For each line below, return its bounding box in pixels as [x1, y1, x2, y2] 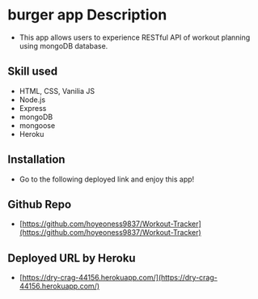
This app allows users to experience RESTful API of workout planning [19, 32, 251, 42]
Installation [7, 152, 66, 167]
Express [19, 103, 47, 113]
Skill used [7, 65, 58, 79]
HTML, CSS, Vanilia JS [19, 86, 95, 96]
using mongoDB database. [19, 41, 108, 50]
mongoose [19, 120, 56, 130]
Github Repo [7, 197, 72, 211]
